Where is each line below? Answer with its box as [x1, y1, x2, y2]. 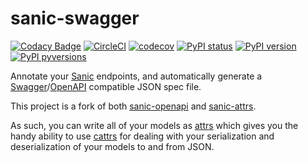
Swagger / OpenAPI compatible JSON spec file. [10, 80, 202, 92]
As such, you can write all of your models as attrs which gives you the [10, 119, 299, 131]
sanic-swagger [10, 7, 140, 30]
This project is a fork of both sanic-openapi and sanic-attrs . [10, 100, 257, 112]
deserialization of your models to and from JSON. [10, 140, 215, 152]
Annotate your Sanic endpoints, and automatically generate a [10, 70, 263, 82]
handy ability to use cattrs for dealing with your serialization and [10, 130, 275, 142]
